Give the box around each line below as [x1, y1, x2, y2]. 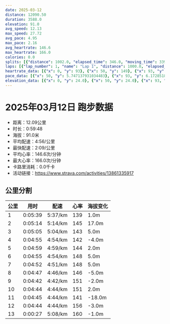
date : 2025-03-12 [5, 7, 42, 13]
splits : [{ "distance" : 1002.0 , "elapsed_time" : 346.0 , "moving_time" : [5, 59, 157, 64]
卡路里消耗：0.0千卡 [12, 163, 55, 170]
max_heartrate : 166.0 [5, 50, 51, 55]
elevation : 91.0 [5, 21, 39, 27]
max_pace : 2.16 [5, 41, 37, 46]
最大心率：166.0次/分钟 [12, 157, 61, 163]
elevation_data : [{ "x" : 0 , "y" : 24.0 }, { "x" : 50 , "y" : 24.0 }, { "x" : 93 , [5, 78, 162, 83]
